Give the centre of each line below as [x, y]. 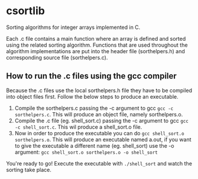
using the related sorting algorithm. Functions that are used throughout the [97, 45]
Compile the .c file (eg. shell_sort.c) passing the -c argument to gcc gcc [102, 121]
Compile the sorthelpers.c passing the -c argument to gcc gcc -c [94, 108]
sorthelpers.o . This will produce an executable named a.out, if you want [103, 139]
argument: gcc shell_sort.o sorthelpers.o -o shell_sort [86, 152]
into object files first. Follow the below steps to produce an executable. [92, 96]
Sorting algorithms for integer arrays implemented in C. [73, 27]
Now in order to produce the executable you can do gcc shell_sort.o [99, 133]
